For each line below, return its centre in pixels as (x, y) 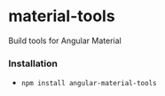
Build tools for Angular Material (65, 41)
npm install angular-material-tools (89, 84)
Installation (33, 63)
